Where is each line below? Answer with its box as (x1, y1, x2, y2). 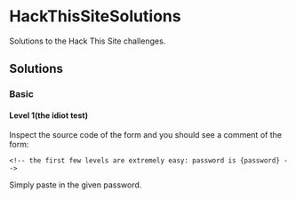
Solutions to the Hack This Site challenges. (9, 36, 166, 46)
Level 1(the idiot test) (9, 109, 89, 121)
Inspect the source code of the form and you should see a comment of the (9, 130, 283, 140)
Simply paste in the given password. (9, 179, 142, 190)
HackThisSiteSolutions (9, 6, 181, 27)
